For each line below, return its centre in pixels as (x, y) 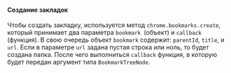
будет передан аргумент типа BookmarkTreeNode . (79, 62)
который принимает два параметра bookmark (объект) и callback (104, 33)
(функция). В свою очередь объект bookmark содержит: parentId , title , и (116, 40)
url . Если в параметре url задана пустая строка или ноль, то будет (108, 47)
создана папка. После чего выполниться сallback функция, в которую (112, 55)
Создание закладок (38, 10)
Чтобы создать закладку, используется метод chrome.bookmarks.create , (114, 25)
